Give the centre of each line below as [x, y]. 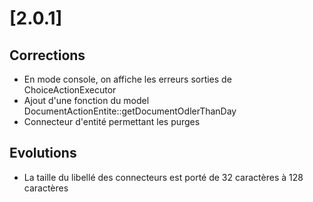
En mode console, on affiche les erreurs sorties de [127, 79]
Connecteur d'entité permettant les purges [112, 121]
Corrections [47, 55]
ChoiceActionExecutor [70, 90]
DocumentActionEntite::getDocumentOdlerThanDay [130, 111]
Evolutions [43, 153]
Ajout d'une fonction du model [86, 100]
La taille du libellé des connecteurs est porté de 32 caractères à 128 [163, 177]
